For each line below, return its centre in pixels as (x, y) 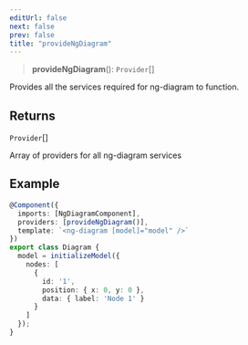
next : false (32, 26)
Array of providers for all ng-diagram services (96, 155)
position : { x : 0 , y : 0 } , (93, 290)
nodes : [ (42, 265)
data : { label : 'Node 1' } (93, 298)
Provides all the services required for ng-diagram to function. (124, 87)
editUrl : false (38, 18)
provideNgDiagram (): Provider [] (93, 69)
